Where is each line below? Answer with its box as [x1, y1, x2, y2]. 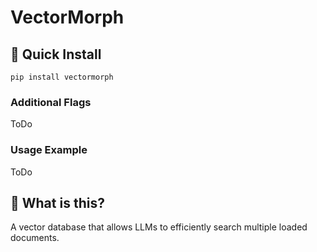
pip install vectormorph [10, 72, 114, 82]
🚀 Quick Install [10, 46, 102, 63]
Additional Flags [10, 95, 92, 109]
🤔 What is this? [10, 194, 105, 211]
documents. [10, 232, 60, 244]
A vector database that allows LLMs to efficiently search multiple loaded [10, 221, 308, 233]
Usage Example [10, 143, 88, 157]
